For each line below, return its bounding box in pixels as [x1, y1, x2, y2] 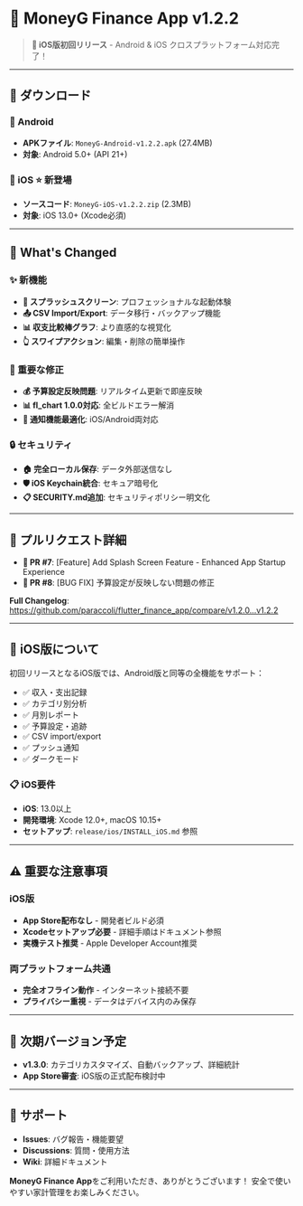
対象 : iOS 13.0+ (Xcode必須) [22, 210, 127, 221]
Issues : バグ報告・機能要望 [22, 1134, 124, 1145]
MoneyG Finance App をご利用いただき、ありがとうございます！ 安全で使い [9, 1175, 291, 1186]
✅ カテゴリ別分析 [22, 698, 87, 709]
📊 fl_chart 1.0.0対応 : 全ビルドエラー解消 [22, 400, 174, 410]
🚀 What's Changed [9, 245, 117, 260]
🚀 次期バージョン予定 [9, 1033, 127, 1049]
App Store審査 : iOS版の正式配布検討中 [22, 1070, 166, 1081]
